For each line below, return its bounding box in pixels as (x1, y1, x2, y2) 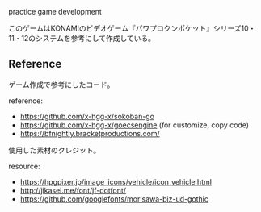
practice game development (8, 7, 103, 16)
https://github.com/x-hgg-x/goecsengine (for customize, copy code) (19, 120, 249, 130)
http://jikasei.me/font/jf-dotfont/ (19, 185, 127, 195)
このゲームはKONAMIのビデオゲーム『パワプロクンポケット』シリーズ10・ (8, 23, 256, 33)
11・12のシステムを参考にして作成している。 (8, 34, 156, 43)
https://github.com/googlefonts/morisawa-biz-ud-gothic (19, 193, 208, 204)
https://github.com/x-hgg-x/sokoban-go (19, 111, 155, 121)
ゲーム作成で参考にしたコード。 (8, 80, 115, 89)
